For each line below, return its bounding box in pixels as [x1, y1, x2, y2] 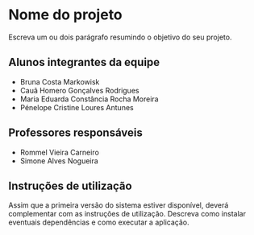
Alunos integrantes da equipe [8, 56, 160, 69]
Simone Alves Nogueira [19, 155, 98, 166]
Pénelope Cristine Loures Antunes [19, 102, 135, 112]
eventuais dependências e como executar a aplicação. [8, 217, 189, 227]
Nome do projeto [8, 6, 123, 24]
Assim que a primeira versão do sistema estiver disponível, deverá [8, 200, 229, 210]
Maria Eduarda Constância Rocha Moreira [19, 94, 159, 104]
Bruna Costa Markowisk [19, 76, 100, 86]
